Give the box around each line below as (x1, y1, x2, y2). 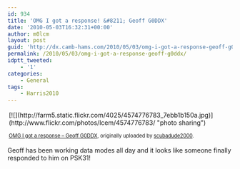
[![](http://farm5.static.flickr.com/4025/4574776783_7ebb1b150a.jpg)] (9, 111, 214, 120)
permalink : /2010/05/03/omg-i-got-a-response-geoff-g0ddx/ (7, 51, 187, 58)
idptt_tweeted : (7, 57, 53, 64)
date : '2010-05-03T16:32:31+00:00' (7, 24, 114, 31)
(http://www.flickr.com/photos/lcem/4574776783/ (9, 118, 156, 127)
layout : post (7, 37, 46, 44)
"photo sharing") (156, 118, 206, 127)
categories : (7, 70, 43, 77)
